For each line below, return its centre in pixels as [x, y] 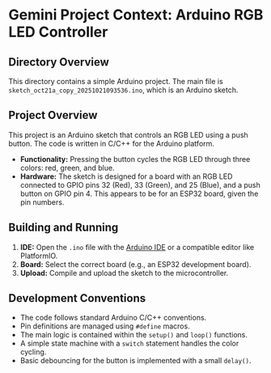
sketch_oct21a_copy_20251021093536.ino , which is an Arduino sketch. [123, 90]
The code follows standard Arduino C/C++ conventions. [113, 318]
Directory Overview [59, 62]
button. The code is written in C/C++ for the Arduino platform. [111, 143]
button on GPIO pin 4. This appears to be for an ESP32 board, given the [139, 193]
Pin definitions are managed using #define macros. [105, 326]
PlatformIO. [39, 256]
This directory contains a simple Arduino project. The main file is [116, 81]
